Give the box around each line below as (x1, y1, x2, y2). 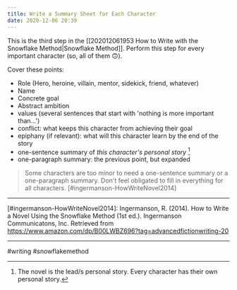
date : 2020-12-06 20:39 (7, 17, 78, 24)
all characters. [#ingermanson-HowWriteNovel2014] (24, 184, 177, 192)
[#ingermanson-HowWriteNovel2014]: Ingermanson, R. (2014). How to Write (7, 204, 229, 213)
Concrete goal (17, 93, 59, 103)
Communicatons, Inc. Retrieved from (7, 219, 114, 228)
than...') (17, 116, 40, 124)
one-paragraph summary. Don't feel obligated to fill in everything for (24, 176, 224, 185)
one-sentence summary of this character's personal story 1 (17, 146, 190, 156)
